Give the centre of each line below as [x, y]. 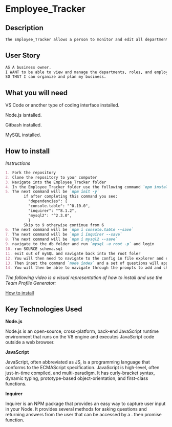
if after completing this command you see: [71, 197]
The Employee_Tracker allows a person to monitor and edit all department [87, 39]
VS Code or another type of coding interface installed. [62, 105]
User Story [23, 56]
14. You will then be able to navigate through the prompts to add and [83, 268]
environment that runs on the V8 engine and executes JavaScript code [80, 337]
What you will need [37, 93]
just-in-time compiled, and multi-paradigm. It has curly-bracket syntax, [80, 373]
